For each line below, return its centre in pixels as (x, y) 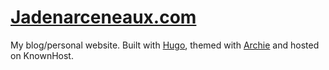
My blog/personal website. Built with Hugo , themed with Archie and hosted (165, 45)
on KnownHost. (42, 55)
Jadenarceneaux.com (103, 17)
